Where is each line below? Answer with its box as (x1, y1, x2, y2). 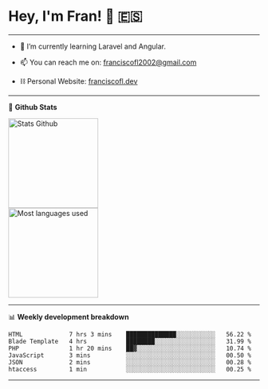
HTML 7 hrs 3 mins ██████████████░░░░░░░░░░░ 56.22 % (8, 330, 251, 338)
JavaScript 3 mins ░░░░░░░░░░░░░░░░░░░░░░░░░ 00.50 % (8, 351, 251, 360)
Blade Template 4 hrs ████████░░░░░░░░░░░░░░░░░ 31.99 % (8, 337, 251, 345)
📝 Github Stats (8, 102, 57, 112)
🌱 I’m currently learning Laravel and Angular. (19, 41, 166, 51)
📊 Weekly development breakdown (8, 312, 129, 321)
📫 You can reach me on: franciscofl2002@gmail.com (19, 57, 197, 67)
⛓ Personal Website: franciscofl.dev (19, 76, 138, 86)
